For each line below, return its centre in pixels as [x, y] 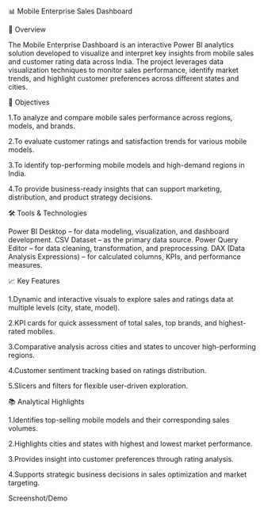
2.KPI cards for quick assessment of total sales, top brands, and [113, 323]
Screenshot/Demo [38, 498]
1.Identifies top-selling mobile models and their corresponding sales [119, 420]
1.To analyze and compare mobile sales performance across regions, [121, 118]
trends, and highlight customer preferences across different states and [124, 78]
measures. [25, 265]
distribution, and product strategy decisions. [80, 197]
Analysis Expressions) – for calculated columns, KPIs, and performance [125, 257]
